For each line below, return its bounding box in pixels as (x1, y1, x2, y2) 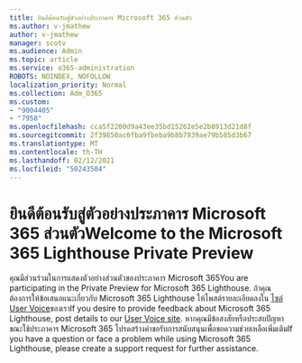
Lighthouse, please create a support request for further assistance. (9, 343, 259, 354)
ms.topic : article (9, 55, 78, 64)
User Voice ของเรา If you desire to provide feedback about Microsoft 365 (9, 303, 270, 314)
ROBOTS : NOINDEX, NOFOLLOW (9, 72, 111, 81)
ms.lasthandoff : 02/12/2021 (9, 155, 115, 165)
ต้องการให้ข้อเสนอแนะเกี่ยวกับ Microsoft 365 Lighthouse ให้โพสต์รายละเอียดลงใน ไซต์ (9, 293, 284, 303)
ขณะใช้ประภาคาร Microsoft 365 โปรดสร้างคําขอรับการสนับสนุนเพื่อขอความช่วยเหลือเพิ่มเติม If (9, 323, 293, 334)
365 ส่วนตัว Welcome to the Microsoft (9, 223, 283, 244)
